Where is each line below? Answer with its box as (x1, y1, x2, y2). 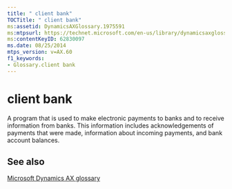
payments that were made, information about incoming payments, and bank (7, 128, 223, 137)
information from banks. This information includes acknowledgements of (7, 121, 214, 130)
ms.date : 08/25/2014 (7, 42, 67, 49)
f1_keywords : (7, 55, 45, 62)
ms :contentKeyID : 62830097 (7, 36, 85, 43)
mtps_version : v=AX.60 (7, 49, 72, 56)
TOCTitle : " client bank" (7, 17, 81, 23)
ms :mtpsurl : (7, 29, 41, 37)
